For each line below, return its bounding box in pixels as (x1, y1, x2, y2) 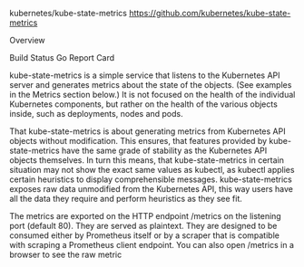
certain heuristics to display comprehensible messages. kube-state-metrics (9, 174, 292, 185)
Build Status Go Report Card (9, 52, 115, 62)
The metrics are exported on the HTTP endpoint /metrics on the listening (9, 211, 281, 221)
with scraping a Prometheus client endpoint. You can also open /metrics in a (9, 240, 295, 250)
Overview (9, 35, 45, 45)
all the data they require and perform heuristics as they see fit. (9, 194, 243, 204)
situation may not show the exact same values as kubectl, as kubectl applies (9, 165, 295, 175)
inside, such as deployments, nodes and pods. (9, 109, 183, 119)
